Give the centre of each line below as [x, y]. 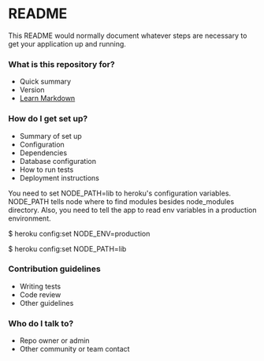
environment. [30, 218]
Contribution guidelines [54, 269]
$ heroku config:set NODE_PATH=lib [67, 248]
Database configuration [58, 161]
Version [32, 90]
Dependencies [43, 153]
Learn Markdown [47, 99]
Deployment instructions [59, 177]
